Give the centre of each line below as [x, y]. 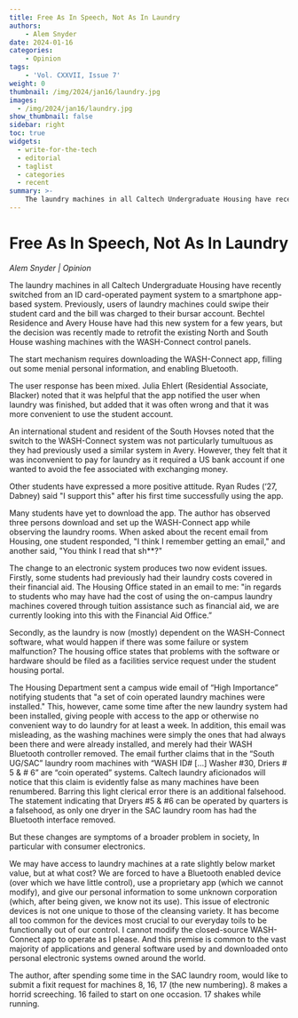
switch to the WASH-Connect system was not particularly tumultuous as [141, 440]
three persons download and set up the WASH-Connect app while [130, 522]
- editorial [39, 158]
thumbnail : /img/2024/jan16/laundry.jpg [85, 92]
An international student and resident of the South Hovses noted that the [142, 431]
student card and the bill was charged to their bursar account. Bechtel [137, 313]
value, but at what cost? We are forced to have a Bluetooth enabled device [145, 873]
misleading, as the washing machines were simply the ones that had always [148, 734]
